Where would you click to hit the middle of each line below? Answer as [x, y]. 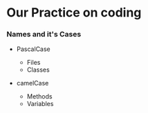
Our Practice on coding [74, 13]
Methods [39, 96]
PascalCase [34, 49]
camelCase [33, 83]
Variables [40, 104]
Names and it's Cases [44, 34]
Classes [38, 70]
